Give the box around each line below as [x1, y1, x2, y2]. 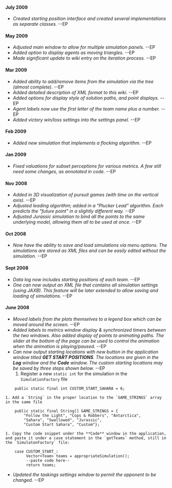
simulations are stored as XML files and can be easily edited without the [12, 247, 166, 254]
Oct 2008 [5, 230, 27, 237]
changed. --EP [12, 477, 45, 483]
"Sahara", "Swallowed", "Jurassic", [24, 417, 102, 423]
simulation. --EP [12, 253, 47, 259]
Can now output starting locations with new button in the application [12, 349, 159, 355]
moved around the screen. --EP [12, 321, 80, 328]
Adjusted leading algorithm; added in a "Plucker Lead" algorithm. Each [12, 203, 164, 209]
